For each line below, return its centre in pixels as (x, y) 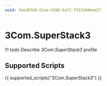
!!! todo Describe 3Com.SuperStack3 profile (51, 50)
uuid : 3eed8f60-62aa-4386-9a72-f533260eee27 (53, 10)
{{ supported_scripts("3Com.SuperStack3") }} (53, 78)
